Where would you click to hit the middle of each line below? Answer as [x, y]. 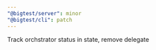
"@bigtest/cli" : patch [40, 20]
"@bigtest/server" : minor [44, 13]
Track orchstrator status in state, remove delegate [78, 39]
